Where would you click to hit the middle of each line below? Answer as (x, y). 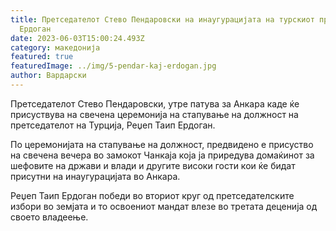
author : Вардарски (48, 76)
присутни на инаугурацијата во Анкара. (95, 176)
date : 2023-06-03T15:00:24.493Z (77, 38)
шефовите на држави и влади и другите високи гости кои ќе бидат (153, 165)
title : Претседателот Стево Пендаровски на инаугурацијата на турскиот (162, 19)
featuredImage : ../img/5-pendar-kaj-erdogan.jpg (113, 66)
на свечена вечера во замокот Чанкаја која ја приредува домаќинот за (162, 155)
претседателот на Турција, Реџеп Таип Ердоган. (113, 125)
